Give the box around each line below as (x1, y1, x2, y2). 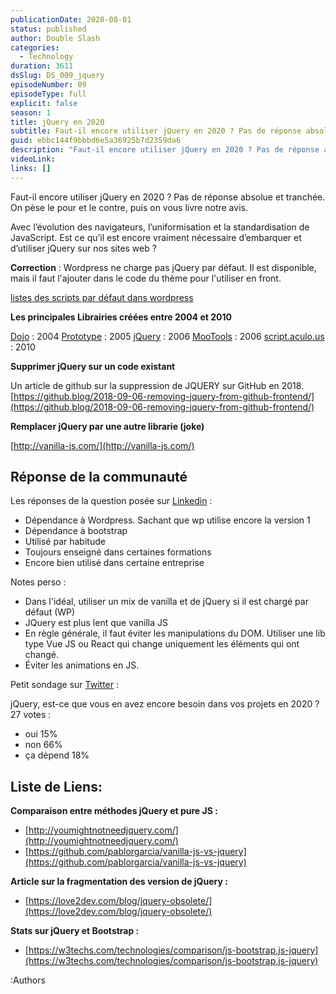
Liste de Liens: (10, 778, 103, 795)
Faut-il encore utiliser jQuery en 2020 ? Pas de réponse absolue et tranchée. (10, 191, 326, 203)
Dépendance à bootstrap (24, 525, 128, 537)
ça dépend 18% (24, 749, 90, 761)
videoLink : (10, 154, 56, 164)
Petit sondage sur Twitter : (10, 679, 120, 691)
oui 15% (24, 728, 58, 740)
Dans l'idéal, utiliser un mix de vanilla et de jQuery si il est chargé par (24, 596, 309, 608)
